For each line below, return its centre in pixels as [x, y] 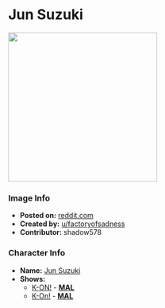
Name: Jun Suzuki [50, 270]
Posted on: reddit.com [56, 216]
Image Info [29, 198]
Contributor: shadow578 [60, 232]
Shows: [33, 279]
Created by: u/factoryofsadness [72, 224]
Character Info [37, 253]
